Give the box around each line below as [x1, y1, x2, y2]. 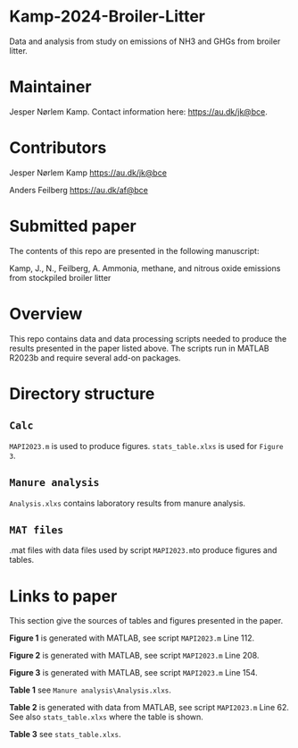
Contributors [9, 138, 107, 158]
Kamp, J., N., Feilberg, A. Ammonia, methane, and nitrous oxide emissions [9, 262, 281, 274]
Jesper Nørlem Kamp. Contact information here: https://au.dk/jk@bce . [9, 106, 268, 117]
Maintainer [9, 77, 92, 98]
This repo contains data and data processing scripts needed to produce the [9, 333, 287, 344]
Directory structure [9, 383, 155, 404]
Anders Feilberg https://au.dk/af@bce [9, 184, 149, 195]
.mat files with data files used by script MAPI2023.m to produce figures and [9, 545, 277, 556]
